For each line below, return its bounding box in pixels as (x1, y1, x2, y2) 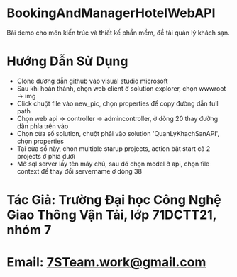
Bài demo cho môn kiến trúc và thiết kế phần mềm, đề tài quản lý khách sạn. (6, 28, 230, 37)
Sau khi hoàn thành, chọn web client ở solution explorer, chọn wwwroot (16, 84, 226, 93)
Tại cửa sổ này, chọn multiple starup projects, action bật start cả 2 (16, 144, 211, 153)
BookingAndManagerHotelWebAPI (6, 5, 216, 21)
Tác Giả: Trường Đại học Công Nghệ (6, 192, 221, 208)
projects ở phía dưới (16, 152, 75, 160)
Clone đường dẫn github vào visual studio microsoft (16, 77, 168, 85)
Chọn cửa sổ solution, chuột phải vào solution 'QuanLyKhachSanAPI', (16, 129, 220, 137)
